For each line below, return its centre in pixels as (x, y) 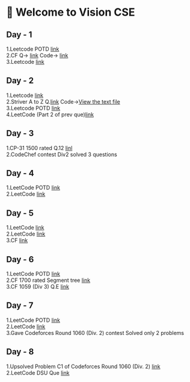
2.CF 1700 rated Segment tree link (48, 280)
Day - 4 (20, 173)
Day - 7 (20, 306)
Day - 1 (19, 35)
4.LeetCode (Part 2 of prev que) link (50, 114)
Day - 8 (20, 352)
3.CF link (17, 240)
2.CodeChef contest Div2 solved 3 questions (62, 154)
